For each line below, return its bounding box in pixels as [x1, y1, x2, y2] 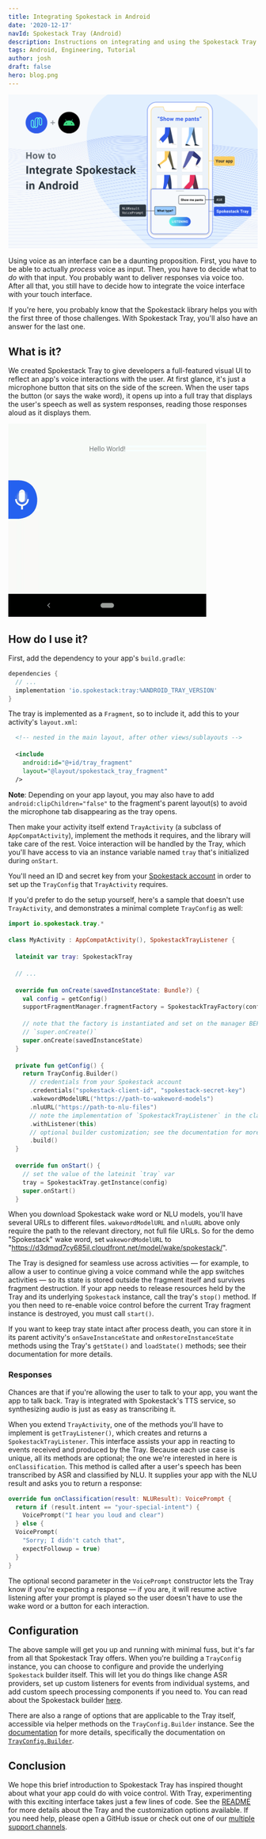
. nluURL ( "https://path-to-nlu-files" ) [28, 1103, 158, 1111]
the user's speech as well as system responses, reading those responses [8, 400, 248, 409]
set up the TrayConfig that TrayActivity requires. [8, 879, 169, 889]
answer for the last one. [8, 322, 85, 332]
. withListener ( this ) [28, 1120, 97, 1128]
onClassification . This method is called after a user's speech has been [8, 1461, 241, 1471]
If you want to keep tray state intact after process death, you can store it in [8, 1324, 252, 1334]
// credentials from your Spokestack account [28, 1078, 182, 1087]
